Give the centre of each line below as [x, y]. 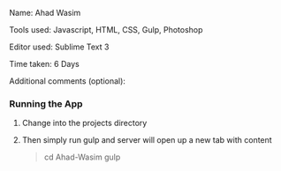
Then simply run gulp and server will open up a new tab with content [147, 140]
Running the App [46, 103]
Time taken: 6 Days [44, 64]
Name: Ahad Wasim [45, 13]
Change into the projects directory [84, 123]
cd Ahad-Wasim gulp [82, 157]
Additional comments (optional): [68, 81]
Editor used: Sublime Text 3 [59, 47]
